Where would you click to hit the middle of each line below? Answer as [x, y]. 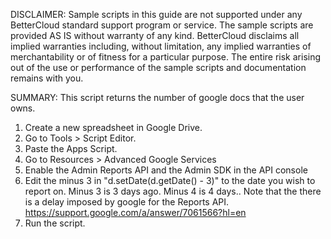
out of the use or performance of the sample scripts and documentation [158, 67]
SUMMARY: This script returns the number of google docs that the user [157, 97]
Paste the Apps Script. [71, 148]
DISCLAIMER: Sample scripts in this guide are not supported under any [156, 14]
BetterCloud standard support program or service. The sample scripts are [162, 25]
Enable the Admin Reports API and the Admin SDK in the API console [166, 170]
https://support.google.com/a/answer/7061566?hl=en [135, 212]
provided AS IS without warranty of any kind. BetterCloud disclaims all [155, 35]
